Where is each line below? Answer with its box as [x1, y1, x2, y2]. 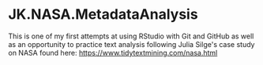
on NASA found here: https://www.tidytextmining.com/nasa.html [8, 48, 218, 57]
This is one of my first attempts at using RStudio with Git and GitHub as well [8, 31, 254, 41]
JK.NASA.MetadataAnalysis [8, 5, 199, 23]
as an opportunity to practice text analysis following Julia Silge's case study [8, 39, 255, 49]
